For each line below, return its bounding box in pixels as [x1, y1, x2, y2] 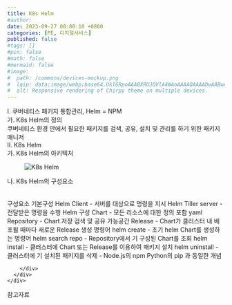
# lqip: [7, 81, 32, 88]
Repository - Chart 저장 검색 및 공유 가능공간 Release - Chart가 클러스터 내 [7, 217, 213, 225]
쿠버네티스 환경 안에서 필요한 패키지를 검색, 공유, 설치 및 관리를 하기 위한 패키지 [7, 124, 221, 133]
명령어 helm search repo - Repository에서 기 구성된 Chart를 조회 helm [14, 234, 208, 243]
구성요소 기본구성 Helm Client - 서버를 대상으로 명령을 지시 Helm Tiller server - [7, 200, 223, 208]
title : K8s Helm [7, 10, 54, 17]
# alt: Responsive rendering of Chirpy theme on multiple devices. [7, 87, 209, 94]
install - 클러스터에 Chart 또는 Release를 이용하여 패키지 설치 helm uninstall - [7, 243, 219, 251]
